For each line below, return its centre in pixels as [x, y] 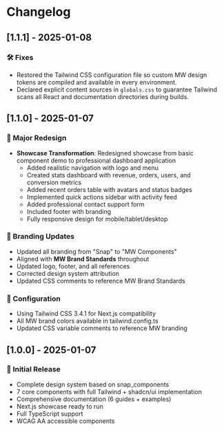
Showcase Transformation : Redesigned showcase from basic [105, 153]
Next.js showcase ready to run [60, 406]
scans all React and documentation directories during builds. [102, 96]
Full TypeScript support [50, 413]
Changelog [39, 12]
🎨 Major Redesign [37, 138]
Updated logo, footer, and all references [73, 266]
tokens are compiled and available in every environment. [96, 82]
